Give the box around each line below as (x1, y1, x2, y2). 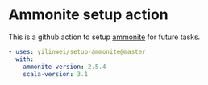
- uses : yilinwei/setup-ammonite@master (8, 47, 147, 55)
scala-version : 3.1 (23, 70, 89, 78)
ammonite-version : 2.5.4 (23, 63, 106, 71)
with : (15, 55, 35, 63)
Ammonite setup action (8, 6, 168, 24)
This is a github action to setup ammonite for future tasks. (8, 32, 201, 42)
